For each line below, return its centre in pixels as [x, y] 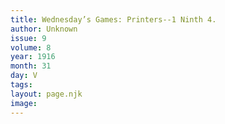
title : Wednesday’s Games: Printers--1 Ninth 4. [113, 19]
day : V [24, 76]
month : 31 [31, 66]
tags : [21, 85]
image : [24, 103]
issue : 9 [28, 38]
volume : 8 [31, 47]
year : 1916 [33, 57]
